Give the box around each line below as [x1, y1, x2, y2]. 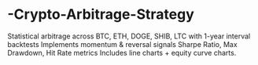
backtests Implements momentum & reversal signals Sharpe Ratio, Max [7, 39, 238, 49]
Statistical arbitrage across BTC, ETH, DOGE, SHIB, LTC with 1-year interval [7, 31, 251, 41]
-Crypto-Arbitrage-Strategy [7, 5, 194, 23]
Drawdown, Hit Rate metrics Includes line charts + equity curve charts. [7, 48, 237, 57]
